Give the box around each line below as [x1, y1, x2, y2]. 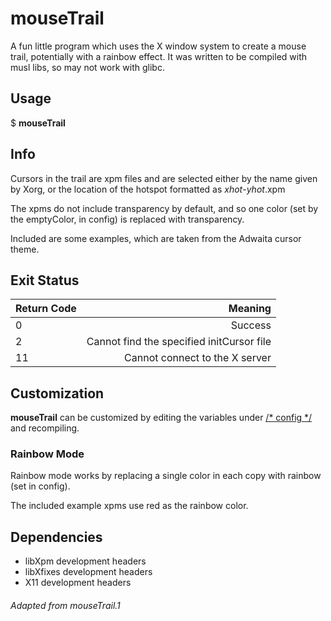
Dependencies [10, 528, 103, 546]
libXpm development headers [24, 555, 147, 567]
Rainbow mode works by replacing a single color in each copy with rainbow [10, 470, 322, 482]
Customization [10, 385, 105, 402]
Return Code [15, 302, 77, 316]
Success [230, 318, 272, 332]
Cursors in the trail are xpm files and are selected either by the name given [10, 172, 318, 184]
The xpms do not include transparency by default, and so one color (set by [10, 202, 319, 214]
